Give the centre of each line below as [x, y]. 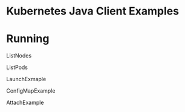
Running [28, 39]
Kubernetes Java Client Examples [93, 11]
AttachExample [25, 103]
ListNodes [19, 56]
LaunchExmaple [26, 79]
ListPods [17, 67]
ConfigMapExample [31, 91]
